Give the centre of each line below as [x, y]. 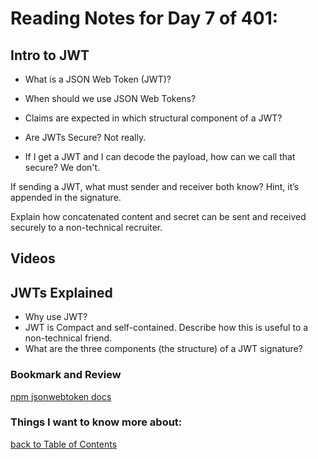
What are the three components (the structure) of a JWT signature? [163, 349]
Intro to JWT [50, 55]
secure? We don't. [62, 167]
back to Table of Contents [64, 444]
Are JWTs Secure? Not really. [85, 137]
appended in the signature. [66, 197]
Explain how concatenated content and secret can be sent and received [158, 216]
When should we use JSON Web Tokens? [110, 98]
